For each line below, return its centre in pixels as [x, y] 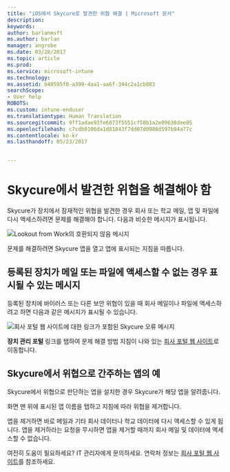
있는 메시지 [58, 285]
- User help [24, 97]
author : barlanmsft [35, 33]
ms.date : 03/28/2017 [37, 52]
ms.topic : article [33, 59]
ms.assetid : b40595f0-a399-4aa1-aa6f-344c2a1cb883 [81, 84]
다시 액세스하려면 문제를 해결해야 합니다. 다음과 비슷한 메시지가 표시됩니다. [107, 219]
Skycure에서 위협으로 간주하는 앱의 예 [84, 374]
